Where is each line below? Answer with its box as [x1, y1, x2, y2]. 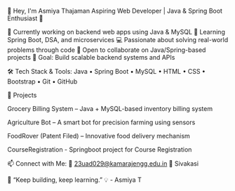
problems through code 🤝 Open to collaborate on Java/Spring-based [7, 46, 206, 54]
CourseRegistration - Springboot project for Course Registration [7, 145, 192, 154]
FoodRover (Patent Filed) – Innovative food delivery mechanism [7, 132, 191, 140]
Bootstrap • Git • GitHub [7, 77, 78, 86]
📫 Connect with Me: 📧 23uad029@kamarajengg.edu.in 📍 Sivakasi [7, 159, 199, 168]
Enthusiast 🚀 [7, 14, 43, 22]
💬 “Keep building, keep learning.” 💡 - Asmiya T [7, 176, 142, 184]
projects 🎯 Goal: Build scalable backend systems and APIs [7, 53, 175, 61]
